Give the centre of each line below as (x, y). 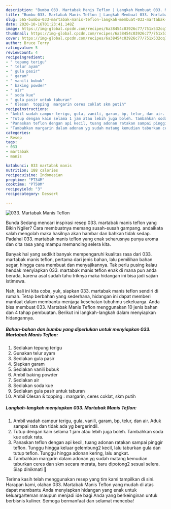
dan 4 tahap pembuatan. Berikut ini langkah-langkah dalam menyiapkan (81, 312)
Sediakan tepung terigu (38, 347)
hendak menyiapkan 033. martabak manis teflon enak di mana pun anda (81, 270)
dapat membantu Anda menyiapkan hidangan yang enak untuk (71, 490)
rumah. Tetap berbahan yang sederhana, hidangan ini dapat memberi (78, 296)
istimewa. (16, 281)
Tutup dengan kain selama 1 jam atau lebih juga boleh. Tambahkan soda (88, 431)
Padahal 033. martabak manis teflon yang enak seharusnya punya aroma (82, 239)
